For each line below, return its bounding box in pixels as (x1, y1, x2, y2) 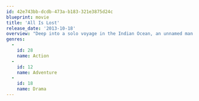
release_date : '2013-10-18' (6, 25, 76, 31)
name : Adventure (17, 70, 58, 75)
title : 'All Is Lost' (6, 20, 60, 26)
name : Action (17, 53, 49, 59)
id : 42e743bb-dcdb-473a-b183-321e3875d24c (6, 8, 113, 15)
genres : (6, 36, 26, 42)
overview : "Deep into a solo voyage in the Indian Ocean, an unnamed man (6, 31, 194, 37)
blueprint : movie (6, 14, 49, 20)
